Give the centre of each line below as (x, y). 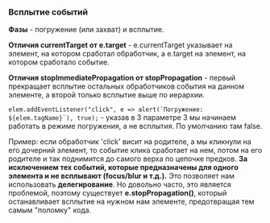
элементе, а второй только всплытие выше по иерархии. (107, 95)
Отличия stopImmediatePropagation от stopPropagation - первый (122, 78)
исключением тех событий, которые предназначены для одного (124, 167)
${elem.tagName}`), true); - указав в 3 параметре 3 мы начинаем (122, 118)
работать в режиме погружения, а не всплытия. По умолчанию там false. (135, 126)
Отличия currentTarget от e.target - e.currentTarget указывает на (120, 45)
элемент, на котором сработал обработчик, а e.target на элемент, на (127, 54)
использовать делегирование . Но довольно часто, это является (120, 184)
